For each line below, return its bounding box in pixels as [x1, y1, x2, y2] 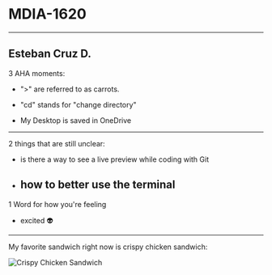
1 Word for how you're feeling [8, 199, 107, 209]
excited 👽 [19, 215, 54, 225]
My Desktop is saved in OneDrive [19, 115, 132, 125]
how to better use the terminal [19, 178, 176, 192]
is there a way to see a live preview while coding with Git [19, 154, 209, 164]
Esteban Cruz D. [8, 47, 91, 61]
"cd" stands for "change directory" [19, 99, 137, 109]
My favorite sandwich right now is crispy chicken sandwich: [8, 242, 208, 252]
